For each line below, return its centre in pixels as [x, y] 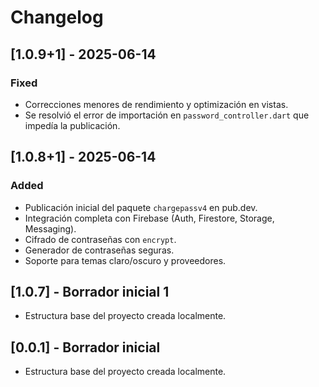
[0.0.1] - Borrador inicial [85, 347]
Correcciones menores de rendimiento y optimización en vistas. [156, 104]
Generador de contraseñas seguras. [99, 250]
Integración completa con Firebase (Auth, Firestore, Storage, [149, 218]
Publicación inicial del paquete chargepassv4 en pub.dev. [141, 207]
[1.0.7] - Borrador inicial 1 [90, 291]
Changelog [57, 17]
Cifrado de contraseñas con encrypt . [100, 239]
